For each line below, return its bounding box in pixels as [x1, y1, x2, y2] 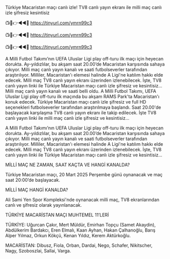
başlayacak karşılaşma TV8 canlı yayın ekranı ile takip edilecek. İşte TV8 [5, 110, 156, 116]
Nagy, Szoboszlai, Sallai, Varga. [5, 248, 71, 253]
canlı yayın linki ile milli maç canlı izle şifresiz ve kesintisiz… [5, 115, 129, 121]
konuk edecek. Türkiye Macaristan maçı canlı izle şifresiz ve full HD [5, 99, 146, 105]
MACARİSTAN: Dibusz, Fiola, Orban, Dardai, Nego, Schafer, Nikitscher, [5, 242, 153, 248]
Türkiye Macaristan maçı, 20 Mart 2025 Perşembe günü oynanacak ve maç [5, 172, 163, 177]
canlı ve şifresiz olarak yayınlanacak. [5, 202, 82, 208]
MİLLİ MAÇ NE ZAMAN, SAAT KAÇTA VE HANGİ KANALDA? [5, 162, 130, 168]
